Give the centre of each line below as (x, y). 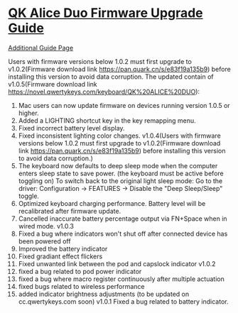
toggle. (29, 196)
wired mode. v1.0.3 (46, 226)
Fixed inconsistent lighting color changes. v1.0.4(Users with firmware (119, 136)
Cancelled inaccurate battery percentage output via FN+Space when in (123, 219)
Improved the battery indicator (63, 248)
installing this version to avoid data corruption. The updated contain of (111, 77)
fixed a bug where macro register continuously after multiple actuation (121, 279)
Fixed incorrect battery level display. (71, 128)
